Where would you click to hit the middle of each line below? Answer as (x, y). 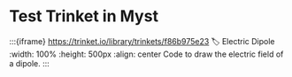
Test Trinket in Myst (84, 16)
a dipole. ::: (30, 63)
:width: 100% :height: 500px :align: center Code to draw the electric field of (146, 54)
